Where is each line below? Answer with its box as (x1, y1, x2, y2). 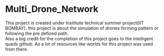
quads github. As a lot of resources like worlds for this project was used (5, 41, 153, 47)
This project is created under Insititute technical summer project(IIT (5, 20, 144, 26)
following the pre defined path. (5, 30, 69, 36)
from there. (5, 46, 28, 52)
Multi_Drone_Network (5, 3, 98, 15)
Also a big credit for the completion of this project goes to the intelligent (5, 36, 153, 42)
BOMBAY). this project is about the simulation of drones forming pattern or (5, 25, 159, 31)
